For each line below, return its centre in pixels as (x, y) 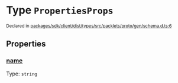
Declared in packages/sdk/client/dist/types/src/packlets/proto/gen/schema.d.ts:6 (89, 26)
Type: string (22, 74)
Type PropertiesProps (60, 10)
